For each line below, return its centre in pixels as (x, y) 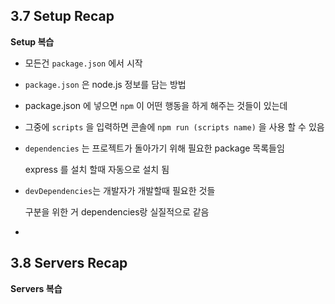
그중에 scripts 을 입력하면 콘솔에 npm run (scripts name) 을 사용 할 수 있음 (174, 126)
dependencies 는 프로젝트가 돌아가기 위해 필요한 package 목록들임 (154, 148)
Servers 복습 (36, 288)
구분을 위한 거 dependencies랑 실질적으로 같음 (117, 211)
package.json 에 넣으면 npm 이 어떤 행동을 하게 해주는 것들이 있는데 (156, 105)
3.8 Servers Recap (69, 263)
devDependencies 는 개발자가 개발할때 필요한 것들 (120, 190)
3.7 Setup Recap (62, 16)
